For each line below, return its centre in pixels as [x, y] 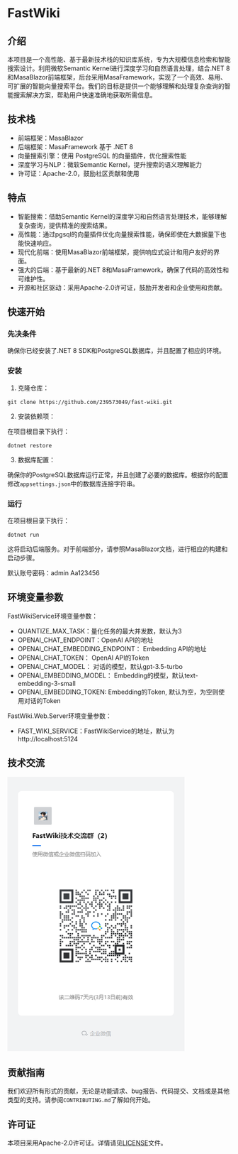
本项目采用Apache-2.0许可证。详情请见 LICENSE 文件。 [87, 1143]
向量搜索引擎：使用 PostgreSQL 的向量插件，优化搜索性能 [102, 156]
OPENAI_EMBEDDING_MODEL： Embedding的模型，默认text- [108, 675]
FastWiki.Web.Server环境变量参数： [59, 716]
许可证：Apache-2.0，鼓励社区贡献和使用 [78, 173]
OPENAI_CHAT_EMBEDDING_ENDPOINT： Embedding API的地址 [112, 648]
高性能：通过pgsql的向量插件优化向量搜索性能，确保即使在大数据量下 [119, 234]
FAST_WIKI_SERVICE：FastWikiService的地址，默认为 [96, 731]
